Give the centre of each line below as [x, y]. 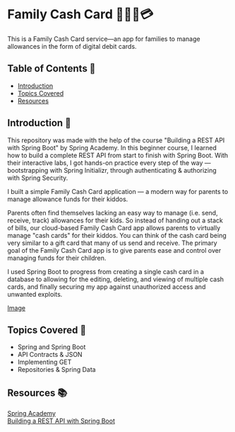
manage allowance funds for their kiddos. [68, 199]
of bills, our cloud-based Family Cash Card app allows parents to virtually [114, 227]
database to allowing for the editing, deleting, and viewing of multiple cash [116, 279]
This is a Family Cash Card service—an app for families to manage [104, 39]
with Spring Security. [38, 178]
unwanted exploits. [35, 294]
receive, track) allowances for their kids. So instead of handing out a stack [115, 220]
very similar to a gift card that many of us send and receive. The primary [112, 243]
